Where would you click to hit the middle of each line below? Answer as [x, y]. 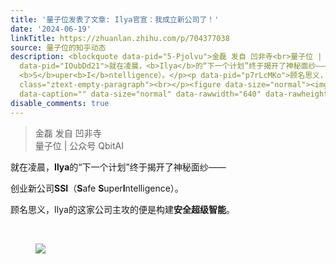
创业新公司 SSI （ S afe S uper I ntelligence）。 [97, 188]
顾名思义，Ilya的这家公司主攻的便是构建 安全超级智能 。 [122, 209]
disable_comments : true [60, 103]
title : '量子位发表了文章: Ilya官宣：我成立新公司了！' [115, 19]
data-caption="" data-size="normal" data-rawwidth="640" [140, 94]
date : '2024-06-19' [51, 29]
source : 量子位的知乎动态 [58, 47]
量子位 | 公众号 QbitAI [79, 145]
